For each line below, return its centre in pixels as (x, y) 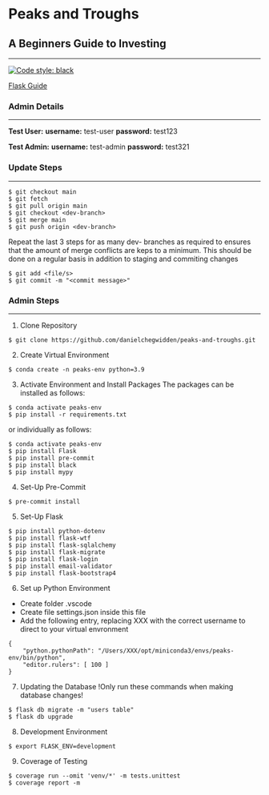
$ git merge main (37, 220)
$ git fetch (28, 199)
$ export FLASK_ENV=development (62, 746)
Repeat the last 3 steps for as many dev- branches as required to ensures (130, 242)
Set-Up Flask (42, 516)
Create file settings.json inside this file (83, 612)
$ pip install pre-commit (51, 458)
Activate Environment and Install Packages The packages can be (127, 384)
